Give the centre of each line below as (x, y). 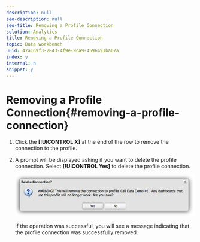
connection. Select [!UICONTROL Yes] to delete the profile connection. (102, 166)
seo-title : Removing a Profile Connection (60, 25)
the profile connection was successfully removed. (76, 232)
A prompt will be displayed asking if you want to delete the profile (96, 160)
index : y (17, 57)
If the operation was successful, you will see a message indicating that (102, 226)
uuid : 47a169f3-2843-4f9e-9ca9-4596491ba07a (63, 51)
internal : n (21, 63)
